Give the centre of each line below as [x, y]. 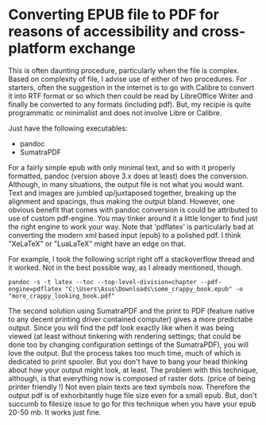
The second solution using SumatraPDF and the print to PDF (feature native [132, 310]
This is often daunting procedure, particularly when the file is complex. [124, 70]
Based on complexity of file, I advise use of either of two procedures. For [128, 79]
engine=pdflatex [35, 289]
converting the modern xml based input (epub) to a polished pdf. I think [125, 235]
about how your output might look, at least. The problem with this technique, [133, 370]
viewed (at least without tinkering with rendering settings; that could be [125, 336]
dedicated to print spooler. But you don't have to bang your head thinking [128, 361]
